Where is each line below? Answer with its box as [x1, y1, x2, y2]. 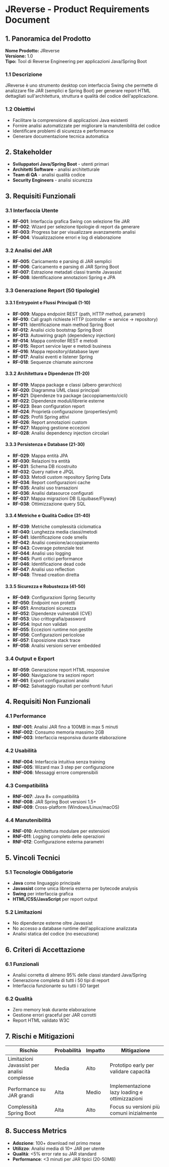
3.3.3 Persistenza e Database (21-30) [5, 441, 85, 447]
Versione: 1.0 [5, 53, 33, 59]
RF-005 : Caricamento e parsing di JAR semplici [12, 258, 112, 265]
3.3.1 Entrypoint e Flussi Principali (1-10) [5, 299, 91, 305]
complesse [8, 1074, 34, 1081]
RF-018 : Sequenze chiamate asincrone [12, 359, 94, 365]
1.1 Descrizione [5, 71, 43, 78]
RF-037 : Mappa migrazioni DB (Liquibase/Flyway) [12, 495, 117, 501]
